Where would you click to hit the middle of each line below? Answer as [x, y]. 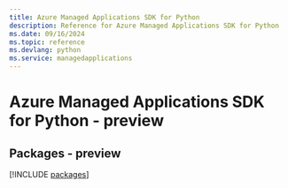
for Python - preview [86, 121]
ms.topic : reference [47, 42]
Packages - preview [65, 153]
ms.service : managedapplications [71, 58]
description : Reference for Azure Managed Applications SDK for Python [144, 26]
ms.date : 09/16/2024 [47, 34]
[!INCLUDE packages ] [49, 174]
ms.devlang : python [45, 50]
